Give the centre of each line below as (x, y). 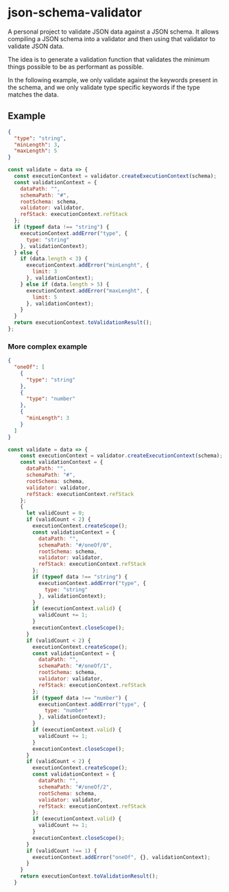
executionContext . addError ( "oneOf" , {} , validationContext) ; (122, 857)
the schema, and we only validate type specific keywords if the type (104, 87)
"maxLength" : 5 (36, 151)
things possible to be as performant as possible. (76, 66)
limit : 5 (45, 297)
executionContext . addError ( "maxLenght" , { (87, 290)
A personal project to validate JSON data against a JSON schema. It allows (113, 32)
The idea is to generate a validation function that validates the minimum (109, 59)
